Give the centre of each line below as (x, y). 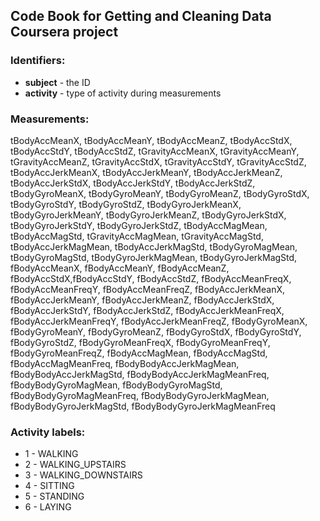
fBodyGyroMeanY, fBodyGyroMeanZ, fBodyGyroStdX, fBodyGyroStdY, (156, 331)
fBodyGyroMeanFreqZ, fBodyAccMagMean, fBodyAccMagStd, (139, 353)
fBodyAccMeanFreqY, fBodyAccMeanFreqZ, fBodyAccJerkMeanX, (148, 289)
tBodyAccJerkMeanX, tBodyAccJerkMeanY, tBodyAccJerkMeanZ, (146, 172)
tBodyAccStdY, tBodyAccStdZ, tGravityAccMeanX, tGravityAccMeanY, (155, 151)
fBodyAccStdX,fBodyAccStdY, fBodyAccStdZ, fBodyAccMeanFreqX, (151, 278)
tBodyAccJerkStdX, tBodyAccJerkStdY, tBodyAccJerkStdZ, (133, 183)
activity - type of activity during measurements (123, 93)
